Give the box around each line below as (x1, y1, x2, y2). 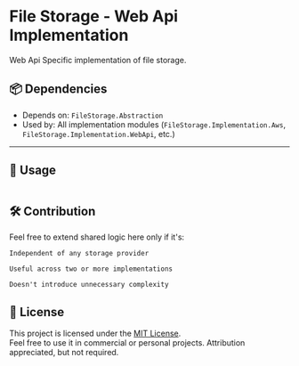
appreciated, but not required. (9, 347, 119, 358)
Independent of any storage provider (9, 249, 149, 258)
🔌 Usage (9, 163, 56, 178)
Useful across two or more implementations (9, 264, 174, 273)
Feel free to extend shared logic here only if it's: (9, 232, 185, 242)
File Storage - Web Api (9, 6, 179, 27)
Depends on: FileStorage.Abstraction (21, 110, 164, 120)
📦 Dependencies (9, 82, 108, 97)
